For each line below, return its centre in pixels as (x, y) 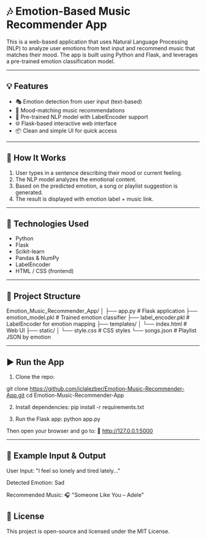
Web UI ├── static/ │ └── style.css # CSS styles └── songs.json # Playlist (101, 331)
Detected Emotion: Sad (36, 482)
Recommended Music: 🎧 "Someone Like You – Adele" (75, 494)
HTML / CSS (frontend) (44, 271)
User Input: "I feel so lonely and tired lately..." (63, 470)
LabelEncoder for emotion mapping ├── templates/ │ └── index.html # (97, 324)
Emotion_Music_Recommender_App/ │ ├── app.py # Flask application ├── (102, 311)
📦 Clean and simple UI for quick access (66, 131)
